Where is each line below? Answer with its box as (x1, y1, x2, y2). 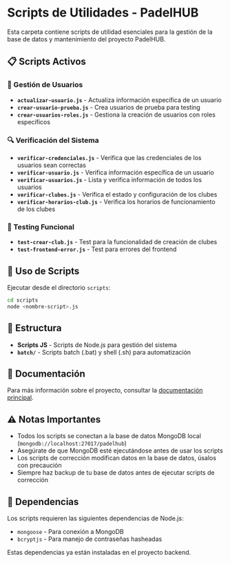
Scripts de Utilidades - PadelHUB (7, 5, 199, 21)
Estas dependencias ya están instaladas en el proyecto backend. (7, 549, 191, 557)
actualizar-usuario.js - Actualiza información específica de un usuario (17, 95, 222, 104)
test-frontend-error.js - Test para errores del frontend (17, 245, 177, 253)
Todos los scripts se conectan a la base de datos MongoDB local (17, 432, 202, 440)
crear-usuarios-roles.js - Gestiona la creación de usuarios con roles (17, 110, 216, 119)
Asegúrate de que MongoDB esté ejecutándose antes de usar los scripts (17, 446, 224, 455)
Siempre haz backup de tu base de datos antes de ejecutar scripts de (17, 468, 215, 477)
